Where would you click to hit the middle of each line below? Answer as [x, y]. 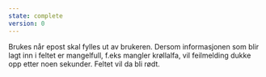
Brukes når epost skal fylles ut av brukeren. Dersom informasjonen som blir [134, 46]
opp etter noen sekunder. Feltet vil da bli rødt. [84, 64]
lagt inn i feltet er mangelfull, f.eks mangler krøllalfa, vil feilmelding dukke [130, 55]
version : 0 [27, 24]
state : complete [36, 16]
